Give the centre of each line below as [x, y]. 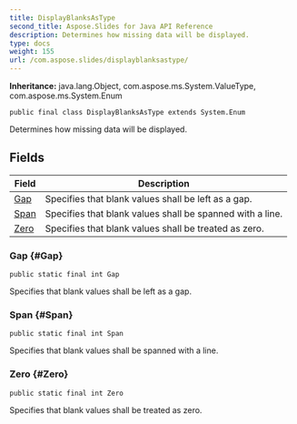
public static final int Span [67, 334]
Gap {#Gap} [36, 256]
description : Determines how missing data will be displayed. [129, 35]
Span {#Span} [41, 315]
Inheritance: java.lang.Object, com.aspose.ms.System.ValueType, [133, 86]
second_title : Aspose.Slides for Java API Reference [111, 26]
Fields [27, 158]
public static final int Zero [67, 393]
